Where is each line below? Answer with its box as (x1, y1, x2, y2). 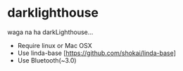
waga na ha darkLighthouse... (7, 28, 94, 36)
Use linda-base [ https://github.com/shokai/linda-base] (17, 49, 176, 57)
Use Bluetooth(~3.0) (17, 56, 77, 64)
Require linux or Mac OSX (17, 41, 93, 49)
